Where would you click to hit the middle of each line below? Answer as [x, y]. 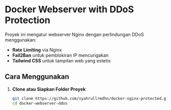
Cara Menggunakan [37, 77]
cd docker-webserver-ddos [40, 103]
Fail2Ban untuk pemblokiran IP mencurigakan [60, 55]
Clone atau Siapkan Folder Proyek [49, 89]
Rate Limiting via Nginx [37, 50]
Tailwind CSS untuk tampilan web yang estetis [61, 60]
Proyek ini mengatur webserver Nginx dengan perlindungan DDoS [74, 34]
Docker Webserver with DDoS [69, 9]
